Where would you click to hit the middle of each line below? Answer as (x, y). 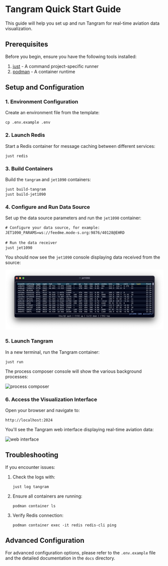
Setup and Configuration (45, 87)
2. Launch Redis (25, 135)
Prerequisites (27, 45)
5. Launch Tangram (29, 341)
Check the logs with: (34, 477)
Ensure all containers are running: (47, 496)
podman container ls (34, 506)
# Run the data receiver (31, 243)
